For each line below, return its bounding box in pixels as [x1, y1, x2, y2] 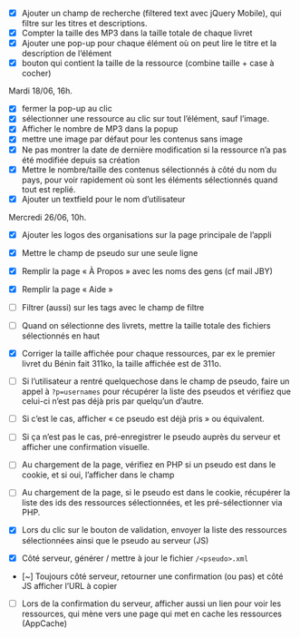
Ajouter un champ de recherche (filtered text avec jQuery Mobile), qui [21, 8, 282, 18]
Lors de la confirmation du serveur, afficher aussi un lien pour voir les [21, 598, 282, 609]
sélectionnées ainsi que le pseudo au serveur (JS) [21, 535, 209, 545]
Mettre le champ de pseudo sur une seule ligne [21, 247, 198, 258]
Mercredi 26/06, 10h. [8, 211, 87, 222]
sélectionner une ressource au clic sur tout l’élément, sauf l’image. [21, 113, 270, 124]
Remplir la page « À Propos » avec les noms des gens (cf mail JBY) [21, 265, 274, 276]
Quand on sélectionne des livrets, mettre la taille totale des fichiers [21, 320, 271, 330]
